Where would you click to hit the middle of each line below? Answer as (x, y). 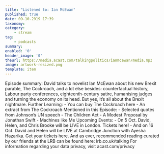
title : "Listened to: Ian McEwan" (41, 10)
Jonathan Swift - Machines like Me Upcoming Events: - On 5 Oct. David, (78, 120)
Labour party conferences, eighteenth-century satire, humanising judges (79, 94)
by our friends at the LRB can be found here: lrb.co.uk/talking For (71, 141)
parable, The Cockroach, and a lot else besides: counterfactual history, (77, 89)
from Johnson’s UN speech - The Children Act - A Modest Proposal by (76, 115)
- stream (23, 33)
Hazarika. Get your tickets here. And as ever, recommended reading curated (82, 136)
